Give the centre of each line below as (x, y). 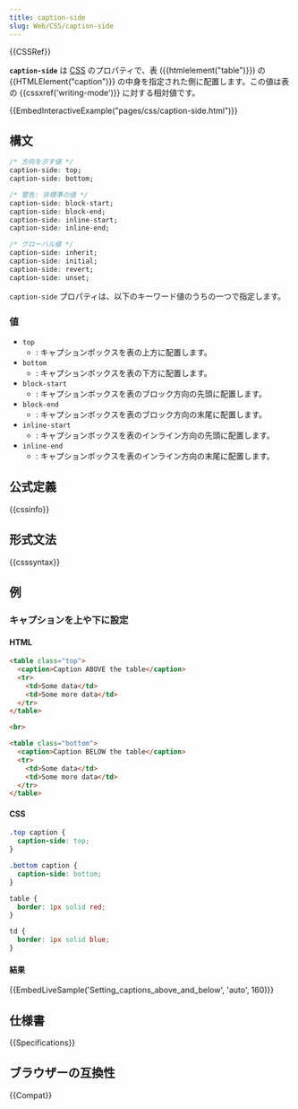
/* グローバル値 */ (42, 245)
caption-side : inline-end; (60, 228)
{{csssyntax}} (35, 562)
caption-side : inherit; (54, 253)
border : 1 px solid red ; (61, 907)
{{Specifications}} (43, 1043)
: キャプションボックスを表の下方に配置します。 (123, 372)
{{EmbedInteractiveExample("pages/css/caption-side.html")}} (124, 110)
